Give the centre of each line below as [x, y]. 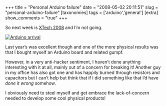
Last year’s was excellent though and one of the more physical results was [82, 47]
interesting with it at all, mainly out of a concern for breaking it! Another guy [83, 67]
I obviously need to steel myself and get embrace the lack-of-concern [77, 93]
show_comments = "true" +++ [36, 18]
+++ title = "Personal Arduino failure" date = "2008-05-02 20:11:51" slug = [82, 7]
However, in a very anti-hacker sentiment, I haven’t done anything [73, 62]
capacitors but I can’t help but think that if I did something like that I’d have [82, 78]
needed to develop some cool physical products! [55, 98]
